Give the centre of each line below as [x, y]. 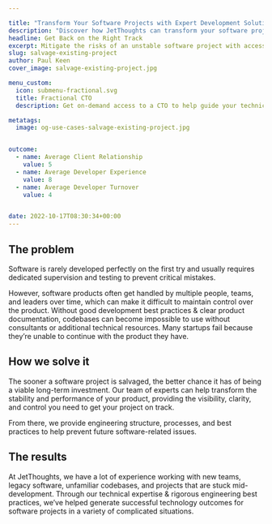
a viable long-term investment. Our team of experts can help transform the [133, 389]
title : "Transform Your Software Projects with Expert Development [125, 23]
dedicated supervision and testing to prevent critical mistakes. [112, 277]
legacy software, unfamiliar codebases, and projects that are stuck [119, 485]
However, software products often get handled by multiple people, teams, [131, 293]
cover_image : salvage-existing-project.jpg [83, 69]
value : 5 [38, 165]
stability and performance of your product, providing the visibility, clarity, [130, 398]
